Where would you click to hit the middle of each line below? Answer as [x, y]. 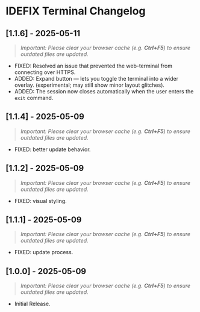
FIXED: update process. [44, 252]
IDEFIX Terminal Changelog [76, 11]
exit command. [34, 98]
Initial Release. [32, 304]
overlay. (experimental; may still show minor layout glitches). [89, 85]
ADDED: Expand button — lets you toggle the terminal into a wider [96, 79]
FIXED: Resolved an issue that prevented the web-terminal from [93, 66]
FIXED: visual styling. [40, 201]
